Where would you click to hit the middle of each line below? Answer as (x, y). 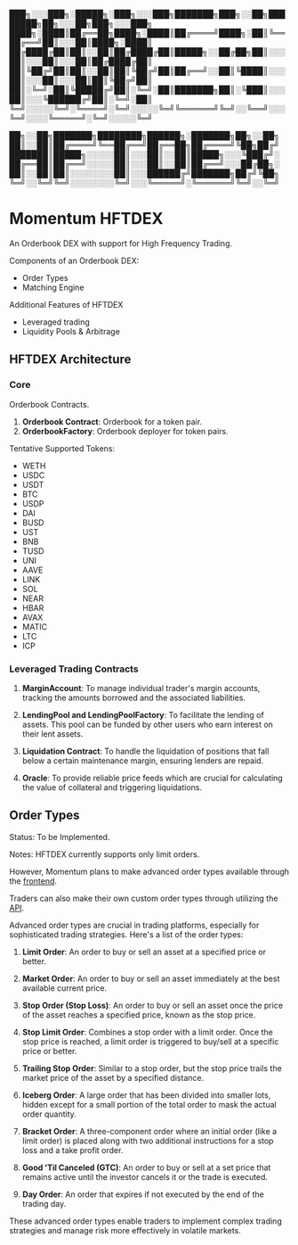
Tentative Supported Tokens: (62, 448)
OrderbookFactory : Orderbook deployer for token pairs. (125, 431)
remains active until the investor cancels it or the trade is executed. (145, 1176)
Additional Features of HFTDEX (66, 304)
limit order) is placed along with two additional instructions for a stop (148, 1141)
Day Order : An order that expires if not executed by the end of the (143, 1194)
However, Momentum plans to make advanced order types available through (149, 871)
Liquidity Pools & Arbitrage (71, 331)
